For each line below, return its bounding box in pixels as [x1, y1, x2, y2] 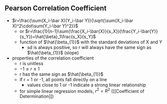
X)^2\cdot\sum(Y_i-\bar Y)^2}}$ [12, 23, 78, 29]
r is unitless [19, 60, 44, 66]
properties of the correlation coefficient [12, 55, 94, 61]
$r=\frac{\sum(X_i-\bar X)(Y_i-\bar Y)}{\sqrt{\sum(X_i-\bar [12, 17, 134, 23]
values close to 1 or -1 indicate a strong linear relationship [27, 82, 146, 88]
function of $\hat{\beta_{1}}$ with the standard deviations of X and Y [19, 39, 162, 45]
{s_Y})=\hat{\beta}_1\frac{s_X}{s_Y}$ [19, 33, 96, 39]
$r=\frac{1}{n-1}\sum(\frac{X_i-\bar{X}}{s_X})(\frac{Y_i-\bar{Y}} [25, 28, 158, 34]
